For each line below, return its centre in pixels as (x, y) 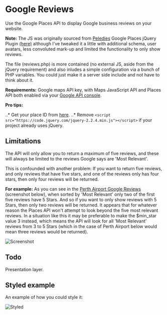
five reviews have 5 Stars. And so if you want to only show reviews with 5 (81, 199)
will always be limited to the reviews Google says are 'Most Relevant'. (77, 159)
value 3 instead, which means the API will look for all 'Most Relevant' (76, 221)
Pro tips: (14, 105)
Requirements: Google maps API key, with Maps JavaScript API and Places (83, 90)
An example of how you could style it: (44, 297)
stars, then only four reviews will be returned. (52, 179)
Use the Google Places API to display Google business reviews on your (78, 23)
